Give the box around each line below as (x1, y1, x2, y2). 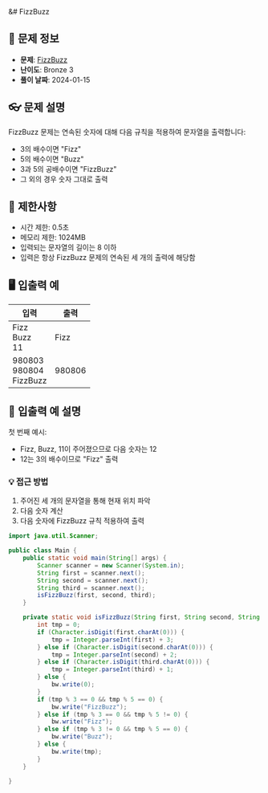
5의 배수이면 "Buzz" (19, 154, 84, 164)
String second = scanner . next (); (37, 576, 149, 584)
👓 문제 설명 (8, 100, 66, 115)
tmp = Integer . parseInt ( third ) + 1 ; (51, 665, 174, 673)
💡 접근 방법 (8, 476, 49, 487)
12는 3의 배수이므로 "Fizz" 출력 (19, 454, 119, 464)
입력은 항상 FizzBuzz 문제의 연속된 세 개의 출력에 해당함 (19, 253, 196, 262)
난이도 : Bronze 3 (19, 64, 74, 75)
